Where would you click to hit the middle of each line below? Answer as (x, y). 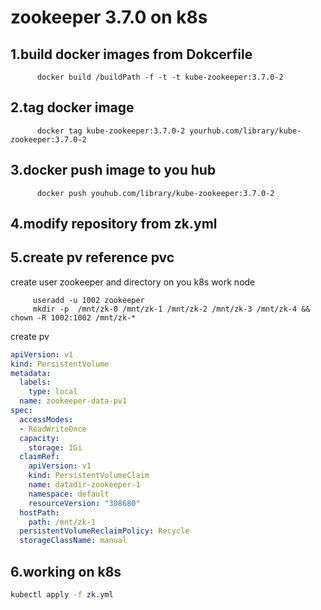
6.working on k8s (66, 571)
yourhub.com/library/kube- (245, 131)
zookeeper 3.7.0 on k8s (109, 17)
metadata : (31, 373)
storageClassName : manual (73, 541)
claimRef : (39, 457)
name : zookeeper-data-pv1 (73, 401)
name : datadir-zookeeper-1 (84, 485)
